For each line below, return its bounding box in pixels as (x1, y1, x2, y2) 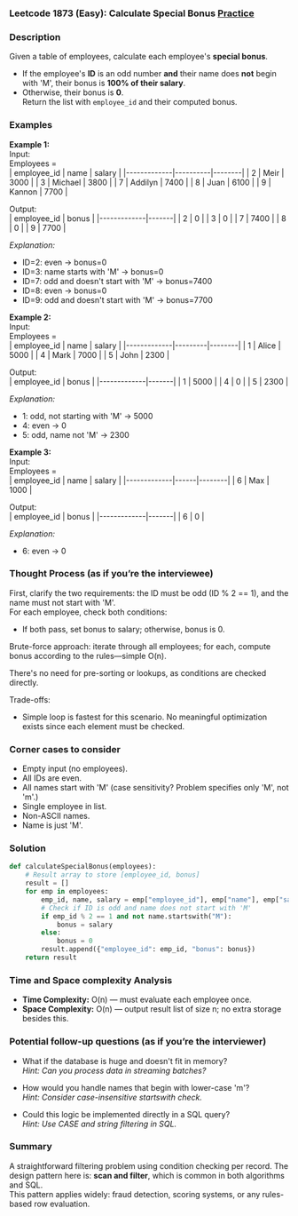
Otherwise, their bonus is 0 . (21, 87, 124, 98)
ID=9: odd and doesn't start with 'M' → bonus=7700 (21, 294, 213, 305)
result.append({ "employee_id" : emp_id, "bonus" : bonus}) (41, 945, 255, 954)
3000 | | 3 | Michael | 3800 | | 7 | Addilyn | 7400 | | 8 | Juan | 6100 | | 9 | (9, 177, 272, 187)
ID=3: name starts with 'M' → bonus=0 (21, 266, 164, 277)
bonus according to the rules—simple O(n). (9, 650, 167, 661)
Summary (9, 1140, 53, 1153)
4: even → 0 (21, 420, 67, 431)
